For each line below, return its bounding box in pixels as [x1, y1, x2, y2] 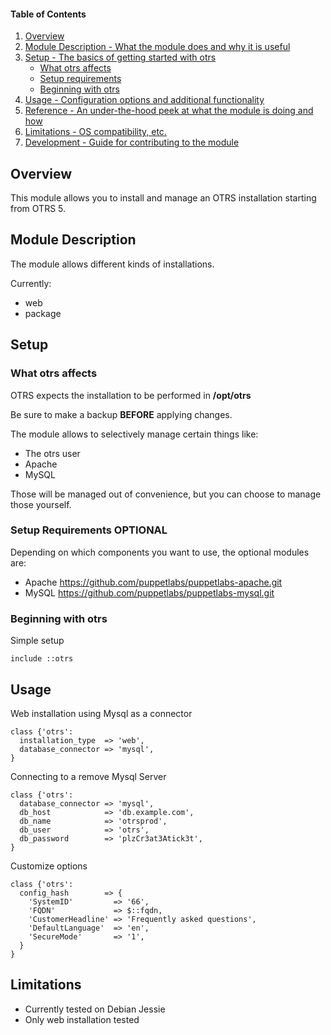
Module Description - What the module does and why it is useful [24, 41, 291, 53]
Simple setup [10, 635, 65, 647]
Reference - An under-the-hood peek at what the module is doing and [24, 105, 314, 117]
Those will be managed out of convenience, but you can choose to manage [10, 488, 322, 500]
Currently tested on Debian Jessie [24, 1003, 166, 1015]
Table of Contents [10, 8, 87, 20]
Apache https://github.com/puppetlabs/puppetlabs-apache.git [24, 576, 283, 588]
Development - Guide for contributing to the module [24, 136, 240, 149]
